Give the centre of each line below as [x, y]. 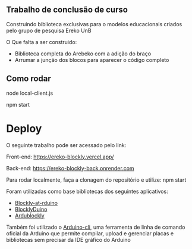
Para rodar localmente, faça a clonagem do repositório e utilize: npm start [96, 180]
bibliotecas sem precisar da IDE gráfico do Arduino [68, 239]
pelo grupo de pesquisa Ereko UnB [49, 30]
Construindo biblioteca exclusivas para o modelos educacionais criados [94, 24]
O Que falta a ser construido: [42, 42]
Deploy [24, 128]
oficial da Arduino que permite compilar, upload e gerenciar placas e [90, 233]
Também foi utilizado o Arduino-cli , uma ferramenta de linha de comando [96, 227]
